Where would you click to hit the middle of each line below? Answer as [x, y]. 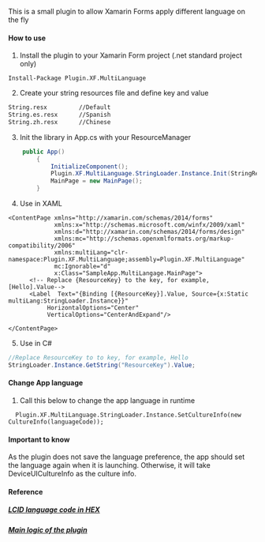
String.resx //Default [60, 107]
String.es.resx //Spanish [60, 115]
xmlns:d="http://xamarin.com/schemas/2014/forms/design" [149, 232]
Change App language [46, 383]
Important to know [39, 439]
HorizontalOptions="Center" [93, 308]
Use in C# [36, 344]
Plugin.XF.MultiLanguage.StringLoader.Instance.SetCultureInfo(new [129, 415]
